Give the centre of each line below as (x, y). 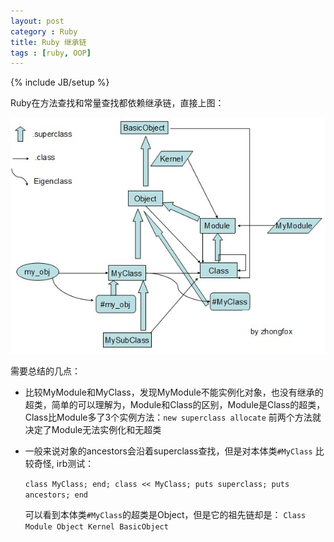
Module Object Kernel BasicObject (96, 526)
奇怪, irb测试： (64, 463)
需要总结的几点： (45, 371)
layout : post (37, 21)
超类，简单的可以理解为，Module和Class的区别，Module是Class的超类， (175, 404)
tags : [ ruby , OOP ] (51, 53)
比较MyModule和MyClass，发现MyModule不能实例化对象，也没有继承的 (174, 392)
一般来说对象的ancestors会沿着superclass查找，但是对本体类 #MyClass (168, 451)
